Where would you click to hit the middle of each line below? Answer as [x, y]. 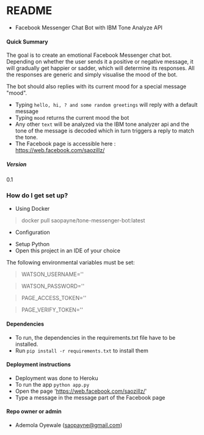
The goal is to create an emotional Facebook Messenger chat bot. [89, 55]
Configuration [32, 232]
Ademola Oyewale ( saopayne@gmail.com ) [69, 425]
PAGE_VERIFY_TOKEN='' [52, 310]
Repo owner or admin [34, 411]
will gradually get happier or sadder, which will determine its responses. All [100, 68]
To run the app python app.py [52, 384]
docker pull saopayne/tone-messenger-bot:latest [83, 221]
